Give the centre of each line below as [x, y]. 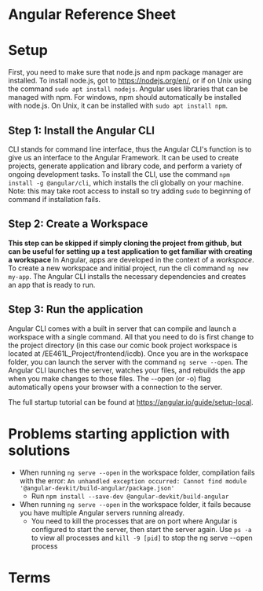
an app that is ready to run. [52, 284]
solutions [39, 450]
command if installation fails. [54, 199]
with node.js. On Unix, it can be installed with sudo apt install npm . [118, 106]
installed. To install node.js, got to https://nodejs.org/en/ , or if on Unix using [130, 81]
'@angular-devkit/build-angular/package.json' [97, 488]
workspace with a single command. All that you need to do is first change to [131, 336]
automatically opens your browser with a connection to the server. [115, 387]
